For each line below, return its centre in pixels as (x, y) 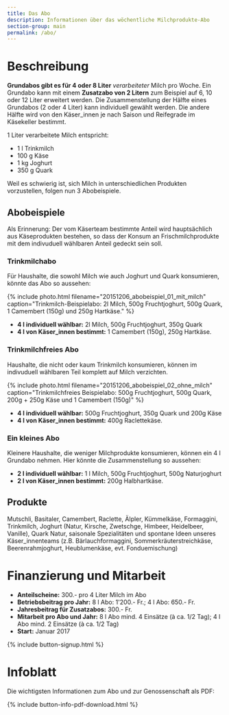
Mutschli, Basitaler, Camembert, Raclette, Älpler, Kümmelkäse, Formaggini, (112, 519)
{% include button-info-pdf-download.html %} (73, 704)
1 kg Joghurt (35, 163)
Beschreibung (48, 66)
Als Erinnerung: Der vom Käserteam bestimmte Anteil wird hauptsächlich (110, 229)
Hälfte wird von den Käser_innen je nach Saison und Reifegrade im (101, 114)
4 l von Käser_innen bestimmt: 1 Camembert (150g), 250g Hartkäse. (114, 332)
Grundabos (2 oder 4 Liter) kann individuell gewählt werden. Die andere (109, 108)
